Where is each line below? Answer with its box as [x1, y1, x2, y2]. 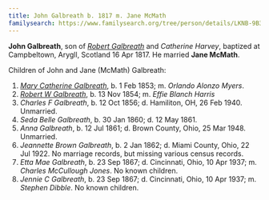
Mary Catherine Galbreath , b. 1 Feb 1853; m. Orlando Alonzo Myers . [19, 81, 245, 90]
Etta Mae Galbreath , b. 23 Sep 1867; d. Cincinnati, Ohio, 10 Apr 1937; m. [19, 157, 258, 166]
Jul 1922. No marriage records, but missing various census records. [19, 149, 244, 158]
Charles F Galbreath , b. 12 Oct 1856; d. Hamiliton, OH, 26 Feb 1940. [19, 98, 243, 107]
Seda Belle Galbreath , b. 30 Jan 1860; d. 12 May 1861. [19, 114, 198, 124]
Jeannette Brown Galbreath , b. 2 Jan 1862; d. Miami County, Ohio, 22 [19, 140, 250, 150]
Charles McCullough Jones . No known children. [19, 166, 179, 175]
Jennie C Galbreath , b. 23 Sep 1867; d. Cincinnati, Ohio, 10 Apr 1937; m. [19, 174, 257, 184]
